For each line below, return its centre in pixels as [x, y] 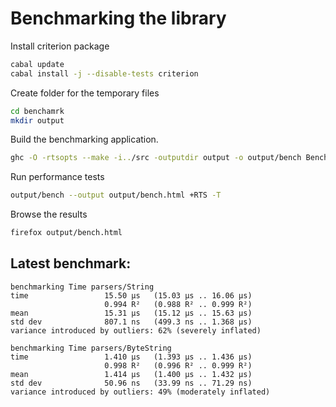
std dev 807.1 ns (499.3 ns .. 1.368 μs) [131, 322]
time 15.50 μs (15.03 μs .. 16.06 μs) [131, 295]
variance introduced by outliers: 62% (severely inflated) [136, 330]
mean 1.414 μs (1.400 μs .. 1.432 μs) [131, 374]
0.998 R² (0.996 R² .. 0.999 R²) [178, 365]
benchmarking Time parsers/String [82, 287]
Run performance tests [57, 177]
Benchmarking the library [118, 18]
